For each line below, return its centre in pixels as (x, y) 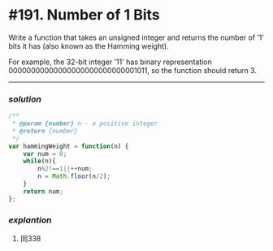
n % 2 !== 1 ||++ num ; (65, 169)
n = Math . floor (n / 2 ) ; (74, 176)
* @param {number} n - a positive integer (85, 123)
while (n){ (40, 161)
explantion (30, 219)
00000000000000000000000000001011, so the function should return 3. (133, 70)
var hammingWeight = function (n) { (69, 146)
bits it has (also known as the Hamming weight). (89, 45)
